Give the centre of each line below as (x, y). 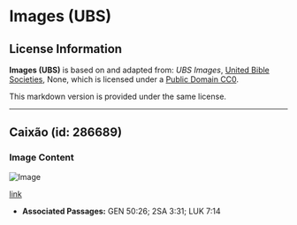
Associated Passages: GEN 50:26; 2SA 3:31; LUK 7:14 (121, 211)
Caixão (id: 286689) (65, 133)
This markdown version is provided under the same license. (118, 96)
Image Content (42, 158)
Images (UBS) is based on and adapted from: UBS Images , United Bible (139, 70)
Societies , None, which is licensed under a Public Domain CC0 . (124, 79)
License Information (65, 49)
